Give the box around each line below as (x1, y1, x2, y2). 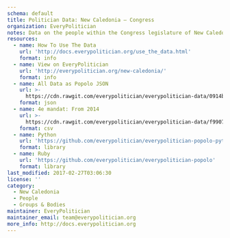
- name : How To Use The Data (13, 42, 97, 49)
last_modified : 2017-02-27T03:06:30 (7, 169, 112, 176)
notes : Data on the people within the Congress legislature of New (7, 29, 204, 36)
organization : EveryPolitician (7, 23, 97, 29)
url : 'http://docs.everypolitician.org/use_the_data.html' (19, 49, 192, 56)
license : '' (7, 176, 41, 182)
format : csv (19, 125, 53, 132)
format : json (19, 99, 57, 106)
